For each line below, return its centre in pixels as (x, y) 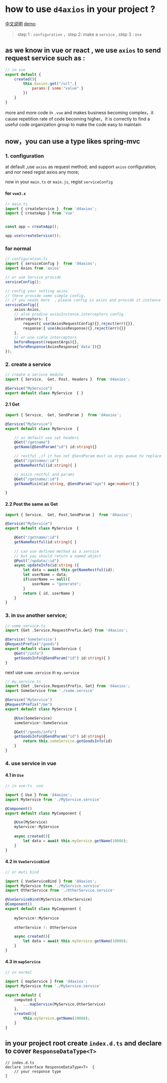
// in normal (19, 972)
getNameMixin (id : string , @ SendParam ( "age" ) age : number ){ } (77, 484)
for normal (18, 248)
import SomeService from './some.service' (50, 691)
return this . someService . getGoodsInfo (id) (68, 741)
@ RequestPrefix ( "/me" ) (29, 704)
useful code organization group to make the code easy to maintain (73, 124)
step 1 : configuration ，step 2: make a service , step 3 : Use (80, 34)
